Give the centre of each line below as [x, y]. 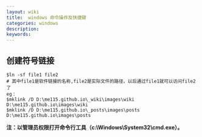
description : [23, 29]
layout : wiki [23, 12]
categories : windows [33, 23]
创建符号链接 [30, 60]
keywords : [19, 35]
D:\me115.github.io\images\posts [49, 115]
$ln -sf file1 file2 [33, 75]
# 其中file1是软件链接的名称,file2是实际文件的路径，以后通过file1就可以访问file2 [101, 81]
